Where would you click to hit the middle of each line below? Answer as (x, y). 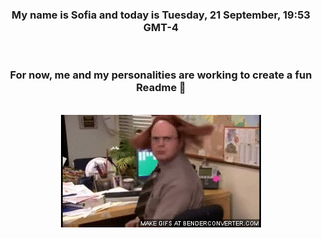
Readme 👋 (161, 88)
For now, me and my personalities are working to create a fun (161, 75)
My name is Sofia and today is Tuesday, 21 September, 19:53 (161, 15)
